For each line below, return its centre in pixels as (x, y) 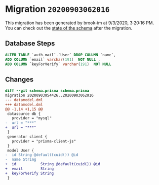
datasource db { (24, 114)
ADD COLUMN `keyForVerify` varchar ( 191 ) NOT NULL (58, 64)
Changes (19, 79)
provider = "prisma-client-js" (44, 141)
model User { (21, 150)
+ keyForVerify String (30, 173)
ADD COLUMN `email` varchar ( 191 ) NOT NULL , (53, 59)
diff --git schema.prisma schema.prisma (47, 91)
